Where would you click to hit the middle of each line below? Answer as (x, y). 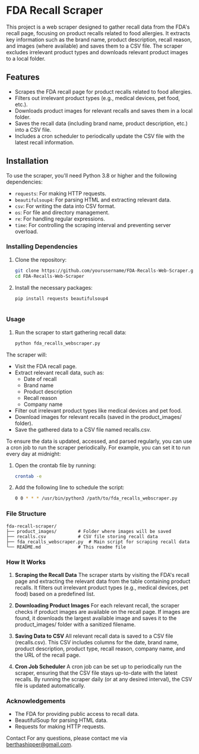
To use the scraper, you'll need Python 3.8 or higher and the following (91, 175)
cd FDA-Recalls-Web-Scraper (49, 276)
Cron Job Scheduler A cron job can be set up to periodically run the (98, 666)
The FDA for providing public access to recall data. (77, 714)
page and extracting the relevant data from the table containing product (102, 581)
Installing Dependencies (42, 247)
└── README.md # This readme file (66, 547)
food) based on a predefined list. (55, 594)
